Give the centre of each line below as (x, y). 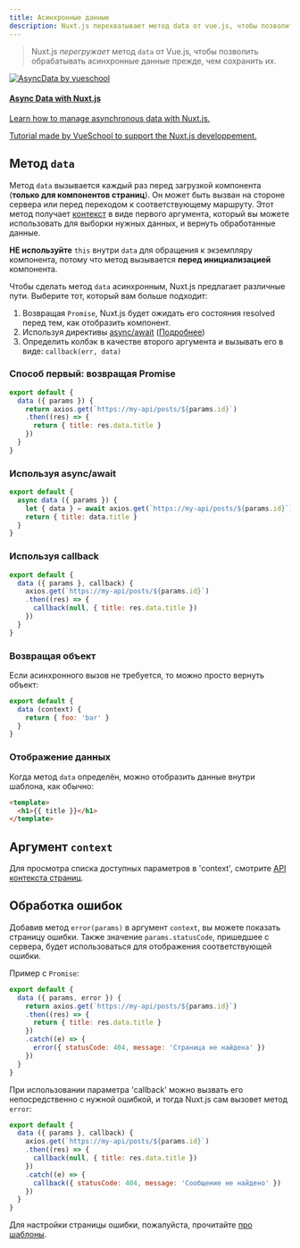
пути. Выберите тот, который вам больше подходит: (108, 295)
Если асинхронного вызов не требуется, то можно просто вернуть (137, 675)
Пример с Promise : (44, 973)
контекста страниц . (46, 878)
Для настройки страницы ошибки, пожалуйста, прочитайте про (131, 1225)
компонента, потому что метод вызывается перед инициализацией (140, 259)
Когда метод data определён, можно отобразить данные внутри (132, 777)
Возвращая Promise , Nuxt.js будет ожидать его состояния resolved (148, 312)
